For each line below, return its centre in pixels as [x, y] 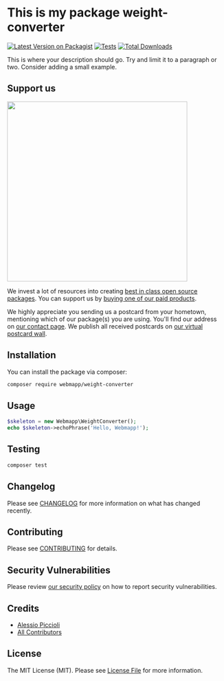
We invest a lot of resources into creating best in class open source [102, 291]
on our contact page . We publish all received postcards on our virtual [105, 326]
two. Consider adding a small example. [62, 67]
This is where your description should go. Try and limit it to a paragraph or [112, 59]
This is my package [64, 13]
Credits [23, 609]
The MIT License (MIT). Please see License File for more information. [105, 670]
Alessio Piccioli [38, 625]
